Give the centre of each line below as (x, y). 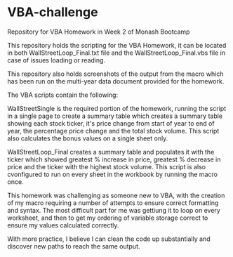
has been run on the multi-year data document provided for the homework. (116, 81)
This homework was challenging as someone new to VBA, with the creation (116, 195)
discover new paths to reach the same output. (74, 246)
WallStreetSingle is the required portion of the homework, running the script (117, 108)
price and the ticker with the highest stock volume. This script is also (106, 166)
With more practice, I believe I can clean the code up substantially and (109, 239)
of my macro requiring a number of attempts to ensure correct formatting (113, 203)
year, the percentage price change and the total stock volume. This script (113, 131)
